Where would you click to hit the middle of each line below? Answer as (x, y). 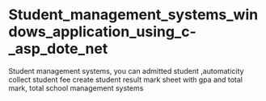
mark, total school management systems (76, 88)
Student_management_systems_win (133, 15)
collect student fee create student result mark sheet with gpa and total (126, 79)
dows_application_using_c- (102, 32)
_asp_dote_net (58, 49)
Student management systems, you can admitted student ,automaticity (126, 71)
